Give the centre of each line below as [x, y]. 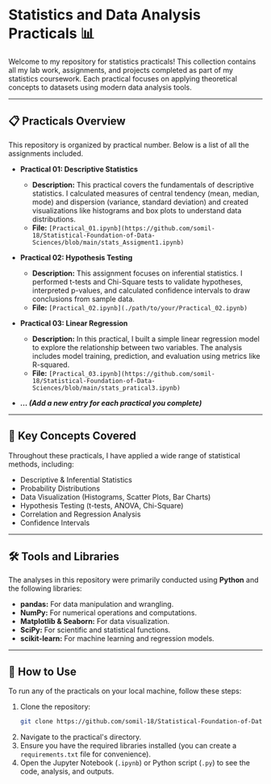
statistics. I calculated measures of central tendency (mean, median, [146, 193]
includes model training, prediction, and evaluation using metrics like [146, 356]
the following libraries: [45, 588]
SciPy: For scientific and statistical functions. [95, 630]
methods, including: [41, 464]
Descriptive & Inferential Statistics [76, 479]
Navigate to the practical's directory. [81, 737]
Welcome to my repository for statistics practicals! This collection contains [132, 61]
